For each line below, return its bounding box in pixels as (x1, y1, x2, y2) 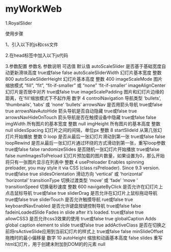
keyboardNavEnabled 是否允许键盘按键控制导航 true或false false (5, 202, 141, 209)
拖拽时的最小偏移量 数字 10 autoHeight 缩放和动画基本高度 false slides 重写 (5, 235, 163, 241)
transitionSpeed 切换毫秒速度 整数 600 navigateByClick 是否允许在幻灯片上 (5, 184, 163, 190)
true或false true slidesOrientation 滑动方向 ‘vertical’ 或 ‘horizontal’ (5, 171, 144, 177)
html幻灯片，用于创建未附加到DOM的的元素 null (5, 241, 106, 247)
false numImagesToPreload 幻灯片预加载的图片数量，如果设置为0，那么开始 (5, 152, 165, 158)
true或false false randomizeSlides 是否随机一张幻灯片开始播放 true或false (5, 146, 160, 152)
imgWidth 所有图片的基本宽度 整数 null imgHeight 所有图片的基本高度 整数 (5, 121, 161, 127)
